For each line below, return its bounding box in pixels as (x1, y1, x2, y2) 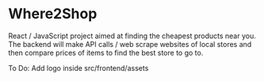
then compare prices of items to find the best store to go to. (8, 48, 204, 57)
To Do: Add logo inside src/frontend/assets (8, 63, 149, 72)
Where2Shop (8, 5, 98, 23)
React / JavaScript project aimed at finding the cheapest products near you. (8, 31, 256, 40)
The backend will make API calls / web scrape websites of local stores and (8, 39, 252, 48)
